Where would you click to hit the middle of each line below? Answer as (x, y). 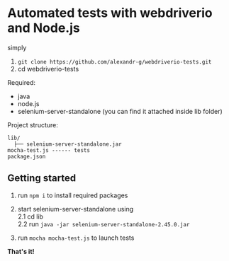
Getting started (42, 178)
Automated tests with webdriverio (110, 13)
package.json (27, 156)
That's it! (21, 251)
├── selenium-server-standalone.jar (68, 144)
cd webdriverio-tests (48, 69)
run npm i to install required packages (73, 195)
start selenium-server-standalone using (76, 209)
